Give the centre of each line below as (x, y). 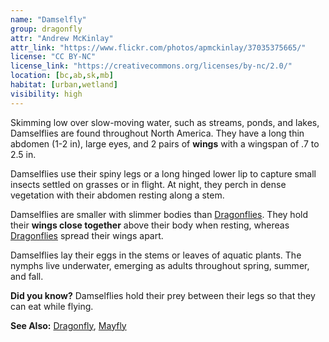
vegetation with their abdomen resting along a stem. (117, 195)
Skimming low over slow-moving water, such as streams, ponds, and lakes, (165, 122)
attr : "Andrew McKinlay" (62, 38)
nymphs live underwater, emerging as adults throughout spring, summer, (160, 265)
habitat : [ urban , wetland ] (64, 85)
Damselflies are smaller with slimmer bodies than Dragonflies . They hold (159, 214)
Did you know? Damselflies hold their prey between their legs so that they (163, 295)
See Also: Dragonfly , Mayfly (68, 325)
